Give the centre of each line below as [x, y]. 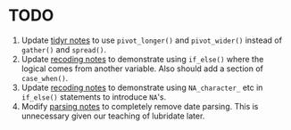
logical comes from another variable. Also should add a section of [142, 69]
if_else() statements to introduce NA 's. [94, 97]
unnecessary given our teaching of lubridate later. [113, 116]
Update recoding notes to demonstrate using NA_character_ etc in [142, 87]
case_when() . [45, 77]
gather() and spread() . [63, 49]
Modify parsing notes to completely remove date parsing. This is [140, 106]
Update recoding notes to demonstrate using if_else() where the [142, 59]
